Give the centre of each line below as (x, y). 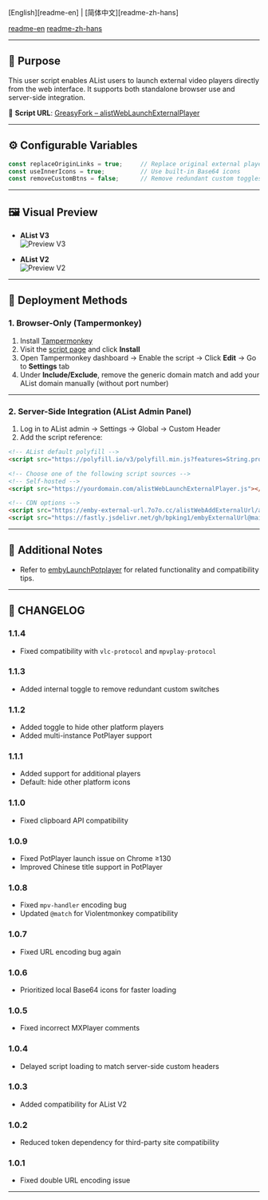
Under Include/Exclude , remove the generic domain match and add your (140, 374)
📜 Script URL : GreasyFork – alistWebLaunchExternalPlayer (104, 113)
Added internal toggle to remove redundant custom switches (119, 689)
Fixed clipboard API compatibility (74, 820)
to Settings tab (45, 366)
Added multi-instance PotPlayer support (86, 736)
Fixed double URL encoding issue (75, 1180)
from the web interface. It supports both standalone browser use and (122, 89)
